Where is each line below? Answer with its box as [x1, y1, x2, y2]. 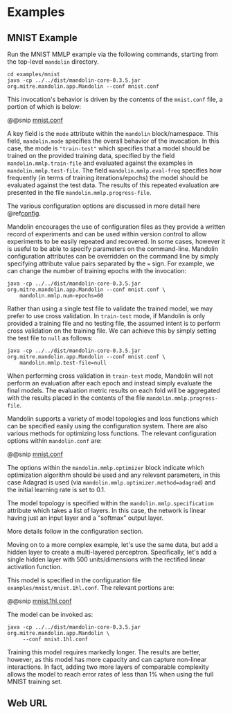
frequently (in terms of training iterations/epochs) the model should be [7, 174, 208, 182]
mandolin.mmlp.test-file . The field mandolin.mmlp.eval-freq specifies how [7, 166, 222, 174]
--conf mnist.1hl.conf [22, 636, 89, 643]
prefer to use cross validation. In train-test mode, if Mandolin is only [7, 312, 206, 320]
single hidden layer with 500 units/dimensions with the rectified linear [7, 555, 206, 564]
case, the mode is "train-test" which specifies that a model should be [7, 144, 211, 153]
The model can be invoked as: [7, 611, 93, 618]
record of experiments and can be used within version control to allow [7, 230, 207, 238]
